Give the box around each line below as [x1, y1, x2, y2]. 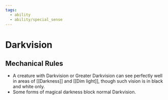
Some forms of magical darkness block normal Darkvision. [12, 89, 136, 95]
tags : [5, 7, 17, 13]
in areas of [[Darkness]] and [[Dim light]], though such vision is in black [12, 78, 163, 84]
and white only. [12, 84, 45, 90]
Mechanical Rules [5, 59, 63, 68]
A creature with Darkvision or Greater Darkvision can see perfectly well [12, 72, 162, 79]
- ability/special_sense [10, 17, 63, 22]
